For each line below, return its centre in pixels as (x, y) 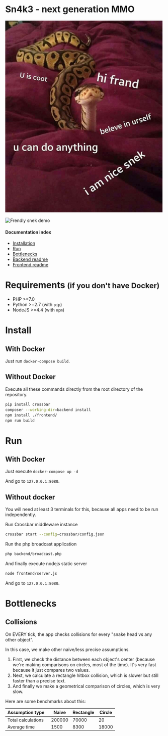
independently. (21, 515)
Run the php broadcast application (41, 544)
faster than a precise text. (39, 680)
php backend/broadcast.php (33, 554)
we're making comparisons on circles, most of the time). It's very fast (84, 664)
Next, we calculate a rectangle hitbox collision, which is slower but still (85, 675)
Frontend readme (30, 265)
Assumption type (26, 712)
